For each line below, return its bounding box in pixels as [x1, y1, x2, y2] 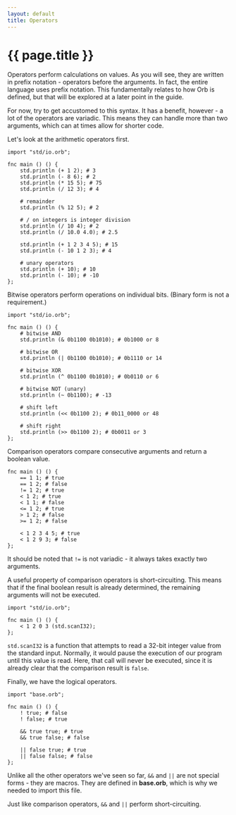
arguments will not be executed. [7, 591, 101, 599]
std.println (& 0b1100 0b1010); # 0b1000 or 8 [20, 336, 159, 344]
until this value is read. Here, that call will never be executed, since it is [7, 657, 213, 665]
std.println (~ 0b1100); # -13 [20, 392, 112, 399]
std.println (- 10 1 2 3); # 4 [20, 247, 112, 254]
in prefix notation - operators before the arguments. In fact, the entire [7, 78, 209, 87]
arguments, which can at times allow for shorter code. [7, 121, 164, 130]
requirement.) [7, 298, 47, 306]
